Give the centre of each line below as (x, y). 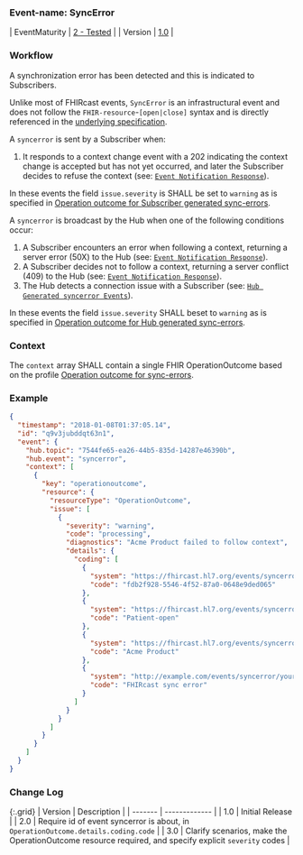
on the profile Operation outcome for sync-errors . (101, 374)
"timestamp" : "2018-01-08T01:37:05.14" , (94, 426)
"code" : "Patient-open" (134, 618)
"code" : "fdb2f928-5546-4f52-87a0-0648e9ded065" (183, 584)
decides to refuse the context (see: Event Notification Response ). (146, 175)
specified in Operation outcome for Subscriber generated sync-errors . (140, 202)
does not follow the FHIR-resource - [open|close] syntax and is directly (139, 112)
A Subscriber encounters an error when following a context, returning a (155, 247)
